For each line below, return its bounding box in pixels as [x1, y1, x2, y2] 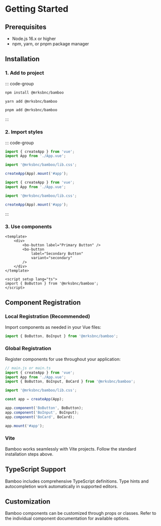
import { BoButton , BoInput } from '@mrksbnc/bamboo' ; [5, 334, 118, 338]
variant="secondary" [31, 255, 73, 260]
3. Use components [5, 223, 52, 230]
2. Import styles [5, 129, 43, 135]
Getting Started [5, 3, 69, 15]
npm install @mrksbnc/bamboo [5, 90, 64, 95]
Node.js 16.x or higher [12, 36, 56, 41]
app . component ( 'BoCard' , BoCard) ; [5, 414, 75, 419]
